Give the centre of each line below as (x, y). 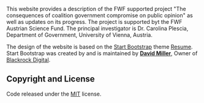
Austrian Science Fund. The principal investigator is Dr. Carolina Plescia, (97, 28)
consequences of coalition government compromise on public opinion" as (100, 15)
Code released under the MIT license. (54, 94)
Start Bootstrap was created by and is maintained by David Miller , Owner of (102, 53)
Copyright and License (51, 79)
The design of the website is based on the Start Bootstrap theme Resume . (100, 47)
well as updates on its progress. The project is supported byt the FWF (94, 22)
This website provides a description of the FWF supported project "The (96, 9)
